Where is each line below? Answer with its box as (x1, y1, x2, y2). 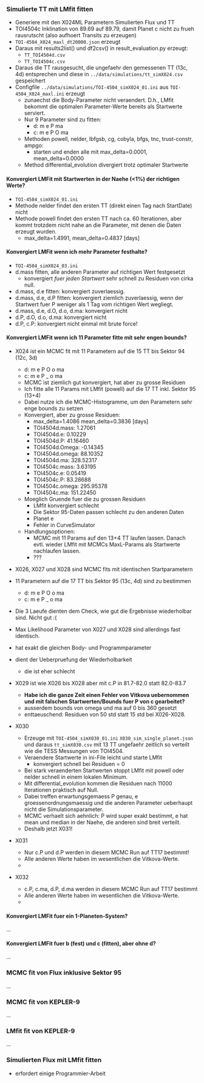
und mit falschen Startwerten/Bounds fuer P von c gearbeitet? (24, 698, 185, 705)
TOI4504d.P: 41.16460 (33, 437, 89, 444)
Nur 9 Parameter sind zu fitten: (24, 116, 101, 123)
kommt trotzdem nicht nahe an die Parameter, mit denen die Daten (15, 221, 182, 229)
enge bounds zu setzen (24, 404, 84, 412)
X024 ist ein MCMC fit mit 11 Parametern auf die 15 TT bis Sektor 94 (15, 347, 185, 355)
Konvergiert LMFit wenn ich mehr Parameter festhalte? (6, 248, 148, 256)
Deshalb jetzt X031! (24, 825, 73, 832)
